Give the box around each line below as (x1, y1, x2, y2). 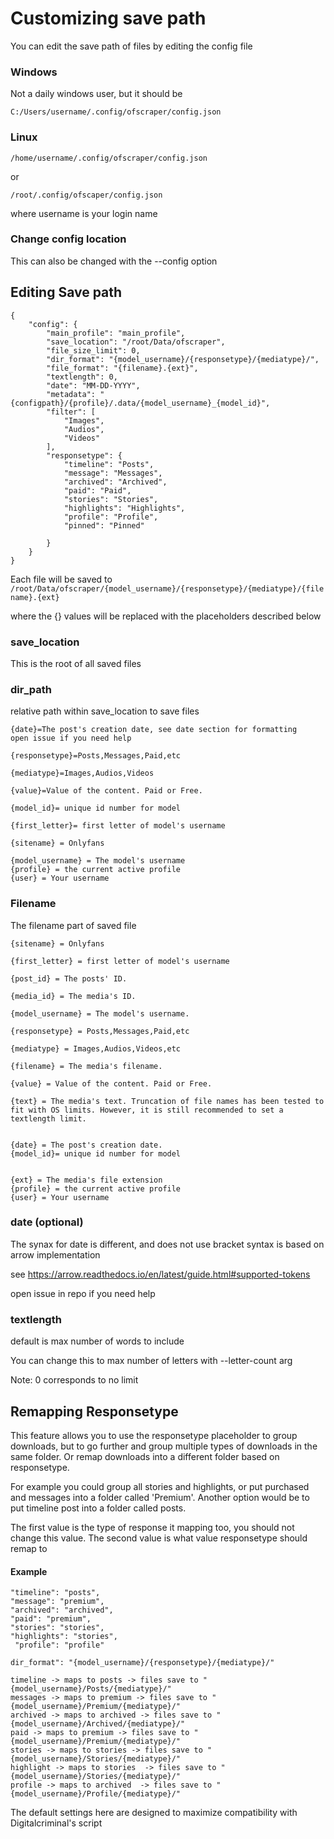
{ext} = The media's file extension (10, 1175, 163, 1185)
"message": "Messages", (63, 468, 163, 478)
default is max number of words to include (10, 1335, 185, 1347)
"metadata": (46, 389, 97, 399)
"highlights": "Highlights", (63, 503, 186, 513)
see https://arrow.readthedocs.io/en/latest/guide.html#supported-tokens (10, 1268, 311, 1280)
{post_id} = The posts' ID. (10, 973, 128, 984)
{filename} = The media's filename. (10, 1061, 163, 1071)
